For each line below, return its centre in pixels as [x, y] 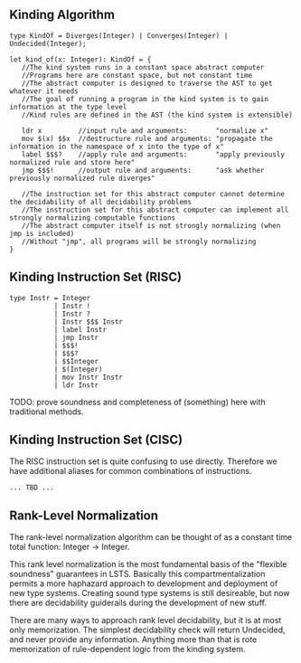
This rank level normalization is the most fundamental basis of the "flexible [148, 564]
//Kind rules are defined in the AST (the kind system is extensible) [157, 115]
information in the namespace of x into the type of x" [117, 147]
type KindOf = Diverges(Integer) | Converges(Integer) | [119, 35]
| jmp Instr [76, 337]
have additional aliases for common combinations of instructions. [131, 471]
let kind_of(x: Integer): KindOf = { [80, 59]
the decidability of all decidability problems [101, 202]
